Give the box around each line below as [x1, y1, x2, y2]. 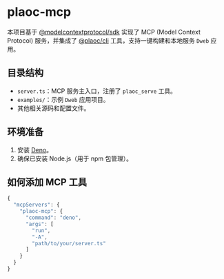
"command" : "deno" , [25, 214, 81, 221]
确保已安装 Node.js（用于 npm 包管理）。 [17, 154, 133, 163]
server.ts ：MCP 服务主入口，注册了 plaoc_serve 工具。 [17, 87, 177, 95]
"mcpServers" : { [13, 201, 60, 209]
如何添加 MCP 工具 [7, 176, 88, 188]
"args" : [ [25, 220, 54, 227]
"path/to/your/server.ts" [32, 240, 107, 247]
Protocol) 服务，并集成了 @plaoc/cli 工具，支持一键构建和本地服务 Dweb [7, 36, 210, 45]
